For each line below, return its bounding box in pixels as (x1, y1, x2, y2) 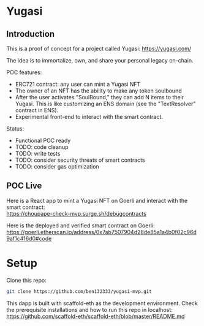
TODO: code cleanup (15, 143, 69, 151)
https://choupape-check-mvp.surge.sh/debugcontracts (6, 210, 147, 217)
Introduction (6, 29, 55, 39)
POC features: (6, 69, 42, 76)
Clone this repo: (6, 276, 47, 284)
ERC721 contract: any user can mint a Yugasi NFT (15, 81, 141, 88)
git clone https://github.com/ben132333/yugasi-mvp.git (6, 288, 152, 295)
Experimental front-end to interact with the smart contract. (15, 113, 164, 120)
